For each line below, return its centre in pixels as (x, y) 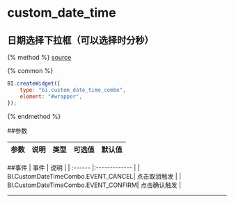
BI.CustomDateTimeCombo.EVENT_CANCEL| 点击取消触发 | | (94, 176)
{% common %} (30, 71)
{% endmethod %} (34, 116)
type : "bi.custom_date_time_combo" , (73, 90)
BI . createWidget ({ (34, 83)
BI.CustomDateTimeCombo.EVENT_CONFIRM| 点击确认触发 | (94, 185)
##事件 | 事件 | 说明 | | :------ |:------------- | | (74, 168)
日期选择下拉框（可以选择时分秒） (80, 40)
